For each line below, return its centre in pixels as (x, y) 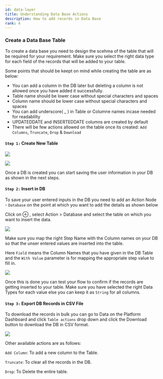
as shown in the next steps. (32, 178)
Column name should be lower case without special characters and (80, 101)
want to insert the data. (28, 219)
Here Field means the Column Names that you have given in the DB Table (79, 253)
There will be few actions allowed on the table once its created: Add (79, 127)
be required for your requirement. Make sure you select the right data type (80, 56)
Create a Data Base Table (35, 41)
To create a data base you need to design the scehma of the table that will (79, 51)
